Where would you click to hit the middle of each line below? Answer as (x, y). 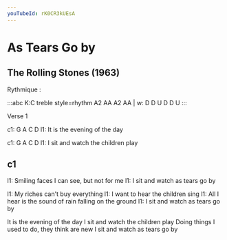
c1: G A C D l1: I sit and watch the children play (73, 142)
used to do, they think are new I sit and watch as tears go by (93, 229)
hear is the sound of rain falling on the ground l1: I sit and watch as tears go (113, 201)
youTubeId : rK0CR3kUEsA (41, 13)
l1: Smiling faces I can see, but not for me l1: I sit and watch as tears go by (111, 181)
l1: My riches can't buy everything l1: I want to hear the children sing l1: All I (113, 194)
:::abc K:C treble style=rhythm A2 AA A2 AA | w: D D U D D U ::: (97, 102)
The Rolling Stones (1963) (64, 73)
